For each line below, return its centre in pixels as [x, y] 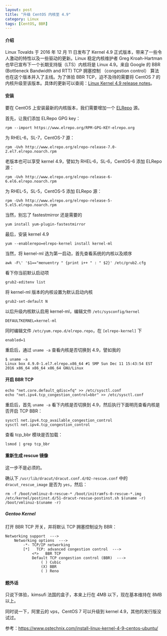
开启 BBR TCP [19, 380]
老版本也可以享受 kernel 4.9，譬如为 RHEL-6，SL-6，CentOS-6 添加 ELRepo [83, 161]
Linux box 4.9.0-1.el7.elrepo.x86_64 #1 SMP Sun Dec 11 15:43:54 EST [79, 364]
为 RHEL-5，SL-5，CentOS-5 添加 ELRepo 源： [54, 191]
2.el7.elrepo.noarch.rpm [31, 151]
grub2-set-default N [27, 301]
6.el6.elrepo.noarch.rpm [31, 181]
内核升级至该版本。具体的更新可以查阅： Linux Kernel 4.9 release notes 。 [80, 83]
